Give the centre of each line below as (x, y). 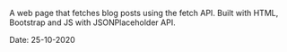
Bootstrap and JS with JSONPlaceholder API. (93, 22)
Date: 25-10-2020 (43, 40)
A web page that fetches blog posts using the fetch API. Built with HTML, (144, 13)
